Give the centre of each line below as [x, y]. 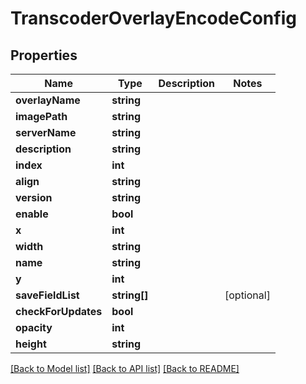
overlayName [48, 100]
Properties [44, 55]
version [34, 197]
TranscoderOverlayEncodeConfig [153, 18]
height [31, 344]
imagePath [41, 116]
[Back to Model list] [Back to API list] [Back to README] [125, 368]
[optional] [247, 295]
